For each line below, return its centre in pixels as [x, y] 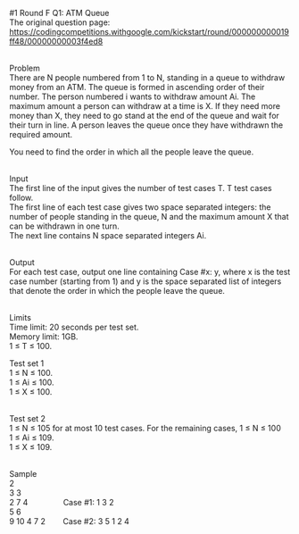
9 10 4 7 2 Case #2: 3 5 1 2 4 [69, 521]
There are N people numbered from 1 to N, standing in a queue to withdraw [147, 78]
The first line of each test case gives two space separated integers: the [140, 207]
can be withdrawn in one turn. [64, 226]
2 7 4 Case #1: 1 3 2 [62, 502]
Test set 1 [27, 363]
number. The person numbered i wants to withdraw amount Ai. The [133, 96]
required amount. [41, 134]
